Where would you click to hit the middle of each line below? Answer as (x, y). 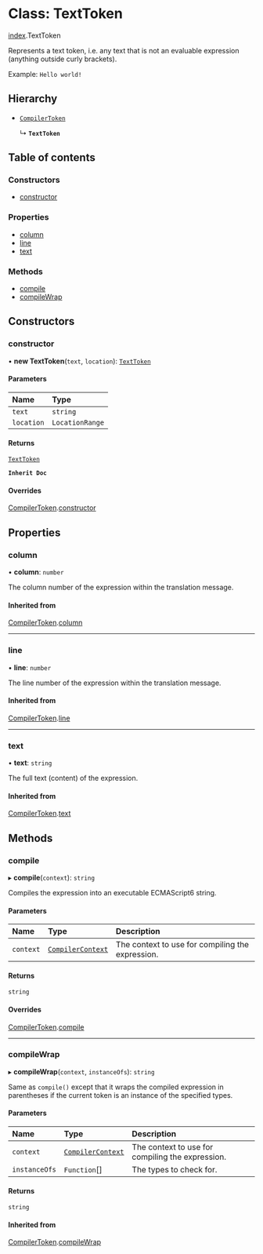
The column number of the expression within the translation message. (121, 587)
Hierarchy (33, 99)
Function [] (83, 1170)
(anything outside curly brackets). (63, 59)
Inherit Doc (27, 473)
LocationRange (78, 422)
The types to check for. (175, 1170)
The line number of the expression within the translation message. (115, 683)
